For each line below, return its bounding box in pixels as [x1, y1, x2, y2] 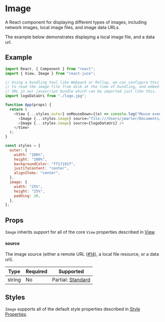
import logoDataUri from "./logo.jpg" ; [5, 94, 87, 99]
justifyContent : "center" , [14, 166, 69, 171]
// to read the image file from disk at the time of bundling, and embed [5, 84, 160, 89]
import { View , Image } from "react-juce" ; [5, 71, 96, 76]
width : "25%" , [14, 184, 43, 189]
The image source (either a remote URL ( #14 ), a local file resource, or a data [5, 251, 159, 257]
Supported [58, 268, 84, 275]
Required [26, 268, 48, 275]
